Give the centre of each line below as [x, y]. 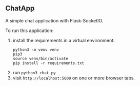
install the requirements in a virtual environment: [64, 40]
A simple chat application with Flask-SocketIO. [54, 20]
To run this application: [29, 31]
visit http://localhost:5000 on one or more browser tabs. [74, 78]
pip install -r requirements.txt [48, 63]
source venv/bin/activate [40, 59]
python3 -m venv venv [36, 50]
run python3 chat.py [34, 72]
